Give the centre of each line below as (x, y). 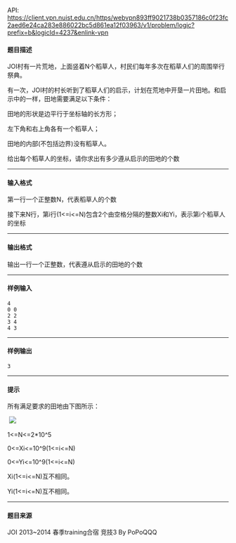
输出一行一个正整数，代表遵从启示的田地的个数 (75, 264)
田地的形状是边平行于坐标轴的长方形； (63, 114)
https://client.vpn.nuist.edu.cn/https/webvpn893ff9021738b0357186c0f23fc (118, 18)
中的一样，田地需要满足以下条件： (63, 99)
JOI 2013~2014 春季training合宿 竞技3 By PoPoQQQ (82, 532)
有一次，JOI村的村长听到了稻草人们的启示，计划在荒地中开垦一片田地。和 (114, 90)
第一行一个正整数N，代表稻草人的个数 (62, 199)
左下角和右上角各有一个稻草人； (53, 129)
